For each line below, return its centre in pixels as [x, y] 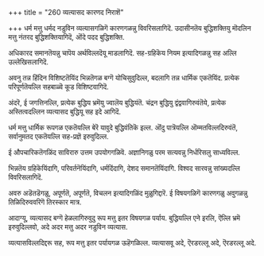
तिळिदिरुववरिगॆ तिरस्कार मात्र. [45, 202]
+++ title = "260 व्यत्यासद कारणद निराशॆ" [66, 12]
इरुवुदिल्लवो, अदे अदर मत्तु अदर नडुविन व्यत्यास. [68, 227]
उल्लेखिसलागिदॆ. [29, 62]
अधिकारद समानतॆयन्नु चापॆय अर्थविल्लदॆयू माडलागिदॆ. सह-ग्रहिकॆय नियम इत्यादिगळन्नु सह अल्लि [122, 53]
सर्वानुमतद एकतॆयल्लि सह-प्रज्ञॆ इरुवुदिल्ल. [58, 136]
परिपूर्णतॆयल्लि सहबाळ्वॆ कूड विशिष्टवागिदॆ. [58, 87]
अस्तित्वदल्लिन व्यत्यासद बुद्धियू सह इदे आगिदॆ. [65, 112]
